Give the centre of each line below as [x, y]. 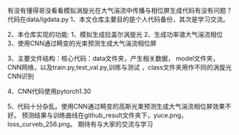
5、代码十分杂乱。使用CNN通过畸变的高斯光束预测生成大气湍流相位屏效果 [116, 106]
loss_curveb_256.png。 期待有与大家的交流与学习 [80, 124]
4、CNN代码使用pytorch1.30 [49, 91]
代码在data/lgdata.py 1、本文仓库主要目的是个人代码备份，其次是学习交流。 [118, 19]
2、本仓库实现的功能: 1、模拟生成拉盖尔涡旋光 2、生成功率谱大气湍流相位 [115, 34]
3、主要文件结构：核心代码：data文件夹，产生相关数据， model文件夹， [113, 58]
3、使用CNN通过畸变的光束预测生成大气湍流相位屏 [82, 43]
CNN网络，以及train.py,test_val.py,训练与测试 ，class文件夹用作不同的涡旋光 [119, 67]
